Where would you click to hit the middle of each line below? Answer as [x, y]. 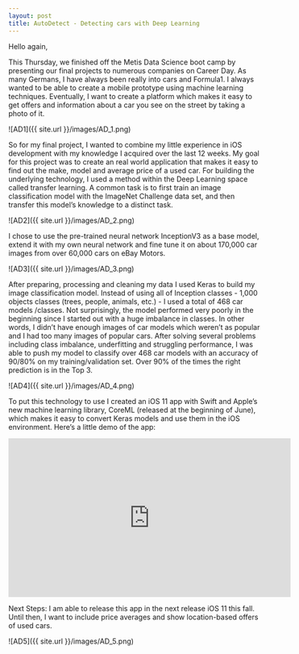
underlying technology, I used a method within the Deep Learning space [128, 179]
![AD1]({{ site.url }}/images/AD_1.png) [70, 129]
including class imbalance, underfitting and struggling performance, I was [131, 344]
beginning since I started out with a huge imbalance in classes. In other [127, 319]
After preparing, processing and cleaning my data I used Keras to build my [132, 284]
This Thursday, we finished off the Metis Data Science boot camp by [122, 62]
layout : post [30, 16]
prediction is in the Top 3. [50, 370]
